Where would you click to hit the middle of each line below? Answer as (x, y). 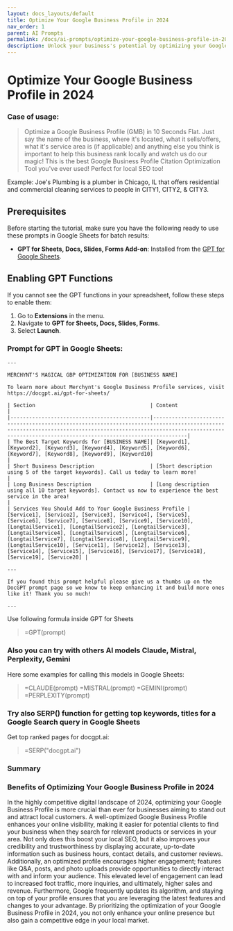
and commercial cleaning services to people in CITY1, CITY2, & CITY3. (108, 190)
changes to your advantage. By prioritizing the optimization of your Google (114, 906)
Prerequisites (37, 212)
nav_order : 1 (26, 26)
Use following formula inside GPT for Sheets (70, 619)
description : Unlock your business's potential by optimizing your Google (118, 46)
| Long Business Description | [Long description (108, 485)
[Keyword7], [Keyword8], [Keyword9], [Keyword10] (80, 454)
